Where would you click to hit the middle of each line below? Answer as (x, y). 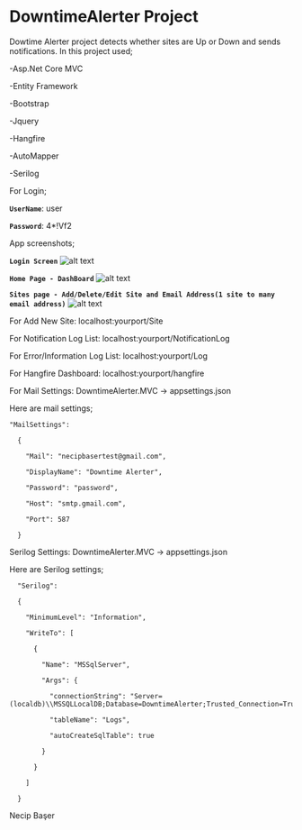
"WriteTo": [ (50, 633)
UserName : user (36, 208)
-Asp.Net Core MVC (46, 68)
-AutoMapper (34, 156)
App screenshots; (42, 243)
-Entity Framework (44, 86)
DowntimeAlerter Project (104, 17)
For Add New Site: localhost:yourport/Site (86, 321)
